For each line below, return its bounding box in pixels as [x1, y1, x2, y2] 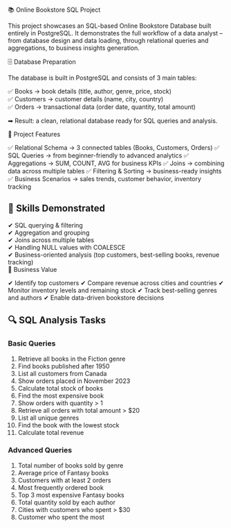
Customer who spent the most [17, 513, 104, 521]
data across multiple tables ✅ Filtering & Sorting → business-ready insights [8, 167, 222, 175]
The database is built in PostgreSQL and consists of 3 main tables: [8, 74, 197, 82]
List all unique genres [17, 414, 80, 422]
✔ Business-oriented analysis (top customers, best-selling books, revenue [8, 250, 220, 259]
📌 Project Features [8, 130, 61, 138]
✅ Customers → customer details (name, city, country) [8, 95, 164, 103]
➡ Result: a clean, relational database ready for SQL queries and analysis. [8, 117, 218, 125]
